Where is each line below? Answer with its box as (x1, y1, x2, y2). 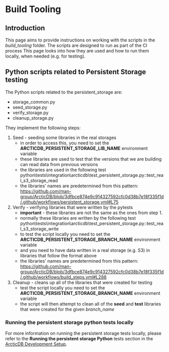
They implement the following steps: (5, 125, 81, 131)
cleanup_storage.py (12, 115, 54, 121)
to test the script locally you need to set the (20, 231, 110, 237)
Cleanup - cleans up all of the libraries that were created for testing (12, 279, 153, 285)
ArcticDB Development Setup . (5, 341, 67, 347)
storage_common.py (12, 98, 55, 105)
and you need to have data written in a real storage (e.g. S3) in (20, 247, 150, 253)
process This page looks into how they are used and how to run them (5, 48, 149, 54)
